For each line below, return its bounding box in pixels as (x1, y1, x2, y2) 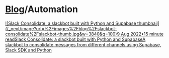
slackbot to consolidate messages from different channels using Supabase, (5, 41, 161, 47)
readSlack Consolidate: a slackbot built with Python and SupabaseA (5, 36, 146, 42)
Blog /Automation (5, 4, 78, 15)
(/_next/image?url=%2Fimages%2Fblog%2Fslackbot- (5, 25, 117, 31)
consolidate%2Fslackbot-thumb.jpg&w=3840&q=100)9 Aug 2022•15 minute (5, 31, 164, 37)
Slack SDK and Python (5, 47, 52, 53)
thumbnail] (137, 20, 160, 26)
